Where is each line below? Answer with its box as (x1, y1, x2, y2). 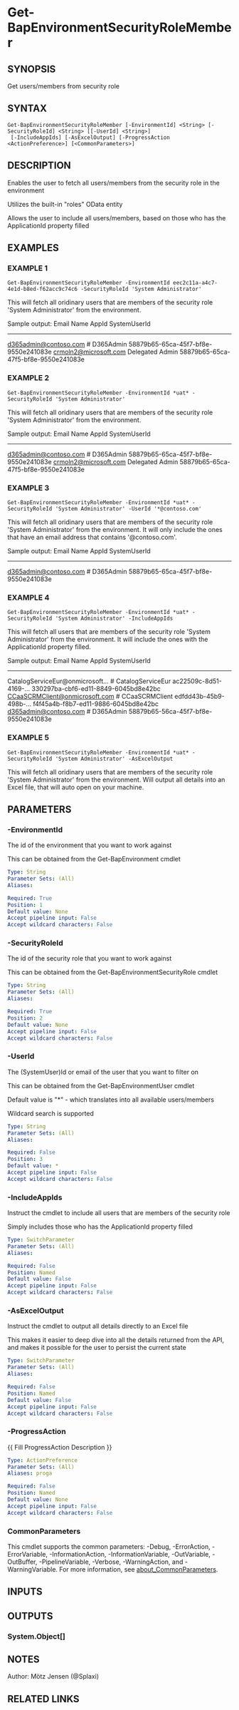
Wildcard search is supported (7, 1109, 95, 1117)
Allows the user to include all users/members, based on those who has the (7, 213, 226, 222)
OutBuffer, (7, 1557, 38, 1566)
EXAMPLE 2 (7, 373, 50, 383)
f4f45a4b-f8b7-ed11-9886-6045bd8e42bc (33, 700, 159, 708)
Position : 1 (7, 901, 43, 908)
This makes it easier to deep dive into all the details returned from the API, (7, 1336, 225, 1344)
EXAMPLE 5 (7, 732, 50, 742)
